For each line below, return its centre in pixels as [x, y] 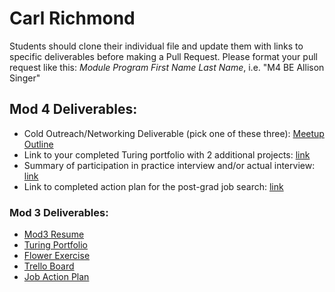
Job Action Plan [56, 277]
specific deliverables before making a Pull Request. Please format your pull [163, 56]
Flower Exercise [57, 256]
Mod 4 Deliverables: [73, 109]
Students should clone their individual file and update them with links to [156, 46]
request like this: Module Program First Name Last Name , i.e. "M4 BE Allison [167, 67]
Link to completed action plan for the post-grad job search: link [153, 186]
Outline [38, 144]
